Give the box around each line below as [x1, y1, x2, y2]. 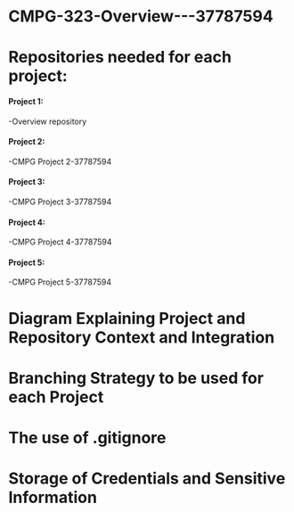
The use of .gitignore [8, 427, 167, 448]
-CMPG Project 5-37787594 [8, 277, 112, 287]
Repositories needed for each [8, 47, 233, 68]
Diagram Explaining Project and [8, 308, 246, 328]
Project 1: [8, 95, 44, 106]
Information [8, 488, 97, 508]
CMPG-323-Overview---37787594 [8, 6, 274, 27]
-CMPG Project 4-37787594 [8, 236, 112, 247]
